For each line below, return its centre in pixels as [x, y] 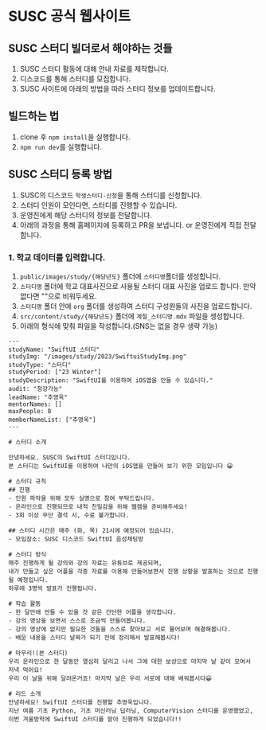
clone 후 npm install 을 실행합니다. [75, 137]
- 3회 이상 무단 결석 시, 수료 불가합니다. [69, 515]
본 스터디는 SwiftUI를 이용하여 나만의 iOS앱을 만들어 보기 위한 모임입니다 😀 [121, 466]
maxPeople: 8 [30, 411]
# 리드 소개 [25, 693]
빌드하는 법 [34, 116]
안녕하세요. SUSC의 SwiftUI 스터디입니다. [70, 457]
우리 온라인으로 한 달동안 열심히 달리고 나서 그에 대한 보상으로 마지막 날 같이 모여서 [129, 662]
